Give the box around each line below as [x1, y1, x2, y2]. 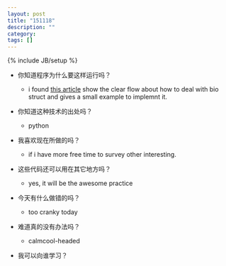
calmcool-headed [28, 237, 80, 245]
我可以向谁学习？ [17, 251, 68, 260]
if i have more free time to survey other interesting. [28, 150, 177, 159]
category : [7, 30, 37, 38]
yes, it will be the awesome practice [28, 179, 133, 188]
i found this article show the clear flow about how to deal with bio [28, 85, 219, 94]
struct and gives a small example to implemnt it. [28, 93, 168, 101]
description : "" [7, 23, 55, 31]
